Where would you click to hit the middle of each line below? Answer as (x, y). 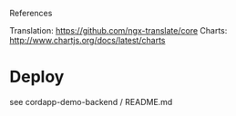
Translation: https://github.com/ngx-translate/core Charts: (118, 30)
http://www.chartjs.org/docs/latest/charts (87, 40)
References (31, 13)
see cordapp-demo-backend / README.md (91, 101)
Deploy (37, 77)
